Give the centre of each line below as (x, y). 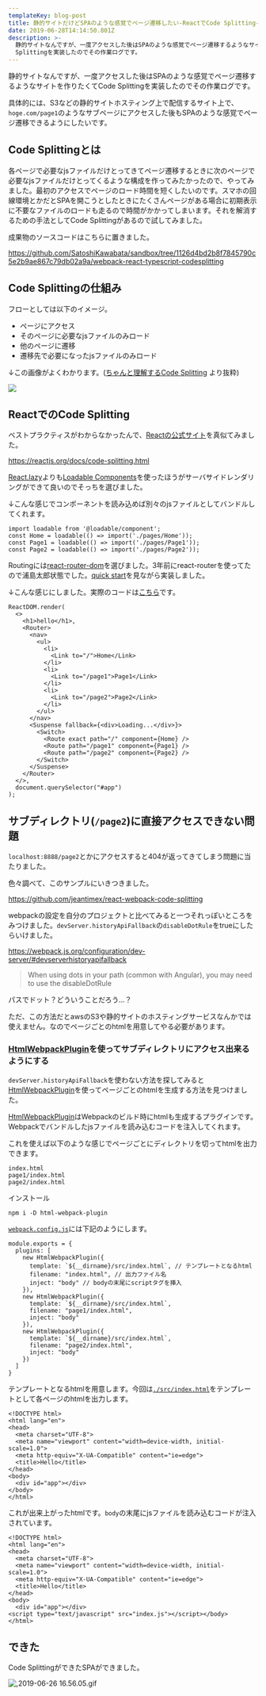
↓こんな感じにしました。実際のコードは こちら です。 (94, 593)
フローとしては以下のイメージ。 (60, 309)
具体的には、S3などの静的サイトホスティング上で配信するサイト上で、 (123, 103)
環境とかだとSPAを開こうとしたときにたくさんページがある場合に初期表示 (136, 200)
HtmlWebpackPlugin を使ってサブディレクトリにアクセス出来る (129, 1049)
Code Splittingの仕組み (65, 288)
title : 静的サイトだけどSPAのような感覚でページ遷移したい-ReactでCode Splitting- (134, 23)
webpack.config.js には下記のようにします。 (80, 1228)
